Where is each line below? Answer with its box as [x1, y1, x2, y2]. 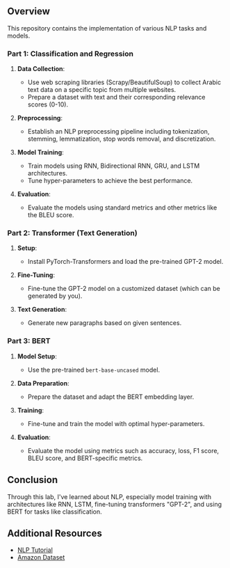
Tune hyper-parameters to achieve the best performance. [27, 177, 193, 185]
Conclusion [7, 474, 58, 486]
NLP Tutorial [17, 546, 54, 554]
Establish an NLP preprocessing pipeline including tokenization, [27, 127, 210, 136]
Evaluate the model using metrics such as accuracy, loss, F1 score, [27, 446, 220, 455]
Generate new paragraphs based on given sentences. [27, 319, 182, 327]
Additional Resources [7, 527, 102, 539]
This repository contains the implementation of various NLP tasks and [7, 24, 207, 32]
